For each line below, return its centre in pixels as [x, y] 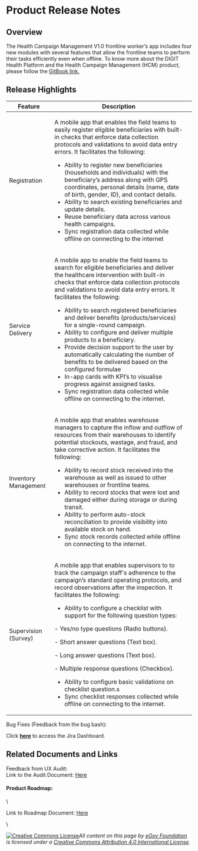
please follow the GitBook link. [43, 71]
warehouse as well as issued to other [115, 477]
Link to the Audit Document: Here [47, 775]
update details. [85, 209]
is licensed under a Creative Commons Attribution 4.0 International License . [98, 842]
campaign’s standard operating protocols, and [118, 580]
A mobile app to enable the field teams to [111, 260]
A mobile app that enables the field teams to [115, 122]
